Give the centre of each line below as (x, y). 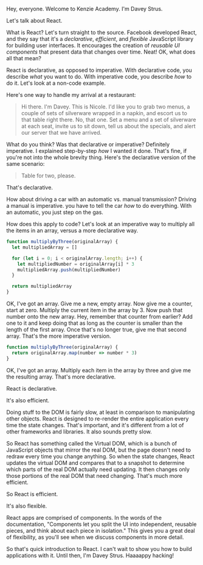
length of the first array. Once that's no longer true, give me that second (96, 329)
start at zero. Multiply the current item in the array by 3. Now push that (95, 310)
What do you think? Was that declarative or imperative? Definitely (88, 144)
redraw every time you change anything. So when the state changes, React (100, 456)
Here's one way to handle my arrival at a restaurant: (71, 95)
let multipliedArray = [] (45, 247)
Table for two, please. (48, 176)
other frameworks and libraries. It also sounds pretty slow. (79, 432)
